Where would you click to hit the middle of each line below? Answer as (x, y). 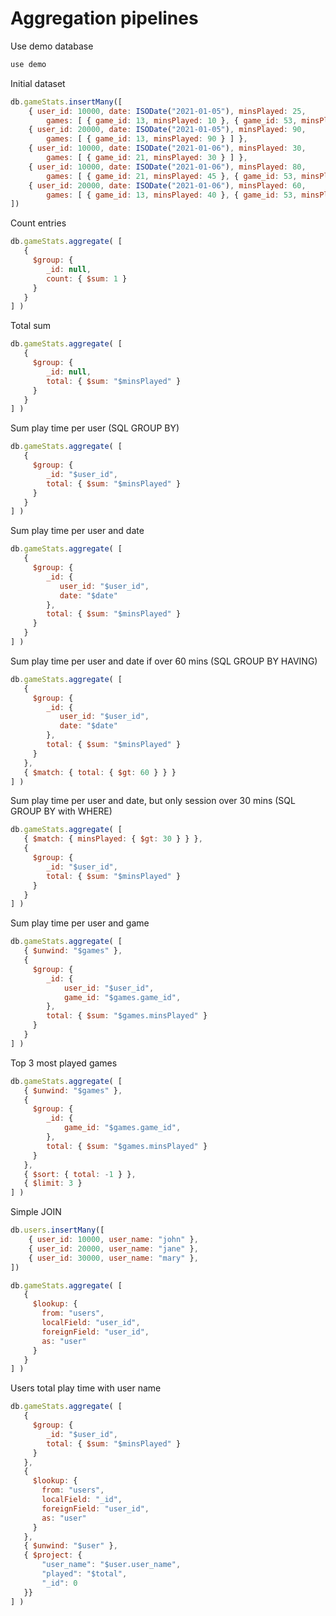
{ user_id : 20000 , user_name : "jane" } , (113, 1248)
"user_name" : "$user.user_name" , (111, 1565)
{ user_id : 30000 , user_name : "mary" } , (113, 1258)
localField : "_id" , (82, 1500)
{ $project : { (53, 1555)
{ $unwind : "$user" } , (70, 1546)
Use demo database (52, 46)
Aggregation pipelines (104, 18)
